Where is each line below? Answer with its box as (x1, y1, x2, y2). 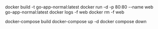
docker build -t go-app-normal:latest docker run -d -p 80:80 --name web (5, 4, 154, 10)
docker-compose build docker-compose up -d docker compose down (5, 19, 147, 24)
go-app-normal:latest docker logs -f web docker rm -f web (5, 9, 125, 15)
